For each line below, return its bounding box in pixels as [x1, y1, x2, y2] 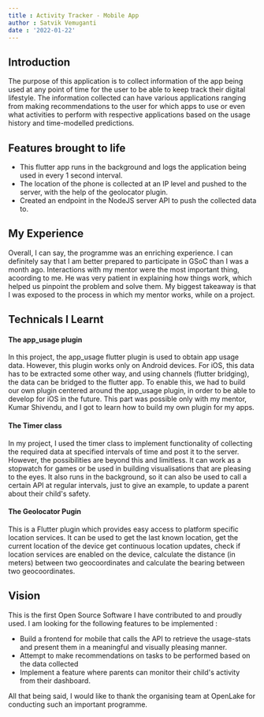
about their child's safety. [8, 489, 91, 498]
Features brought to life [8, 141, 126, 155]
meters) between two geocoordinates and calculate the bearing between [8, 557, 246, 567]
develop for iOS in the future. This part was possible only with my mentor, [8, 394, 247, 404]
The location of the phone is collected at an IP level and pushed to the [19, 179, 247, 188]
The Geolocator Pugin [8, 507, 81, 516]
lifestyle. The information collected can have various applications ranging [8, 93, 247, 103]
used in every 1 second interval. [19, 171, 123, 180]
